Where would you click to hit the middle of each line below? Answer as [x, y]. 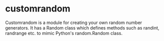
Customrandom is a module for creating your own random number [74, 22]
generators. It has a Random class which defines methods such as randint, [82, 27]
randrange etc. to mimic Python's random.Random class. [64, 33]
